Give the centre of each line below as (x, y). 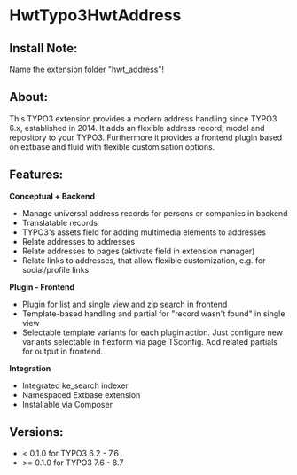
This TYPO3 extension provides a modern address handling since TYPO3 (143, 118)
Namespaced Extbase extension (81, 394)
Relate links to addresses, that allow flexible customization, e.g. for (144, 260)
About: (29, 97)
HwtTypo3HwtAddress (95, 16)
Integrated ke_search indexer (75, 385)
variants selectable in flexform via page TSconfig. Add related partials (149, 341)
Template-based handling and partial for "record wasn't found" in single (153, 313)
